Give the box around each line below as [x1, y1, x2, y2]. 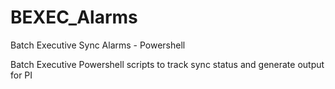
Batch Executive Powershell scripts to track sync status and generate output [10, 58, 325, 70]
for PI [10, 69, 33, 81]
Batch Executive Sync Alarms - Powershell [10, 39, 186, 51]
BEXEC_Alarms [10, 6, 138, 29]
